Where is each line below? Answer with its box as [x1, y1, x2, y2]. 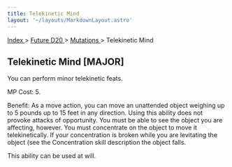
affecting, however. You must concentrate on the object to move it [7, 123, 198, 132]
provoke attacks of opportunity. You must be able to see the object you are [7, 116, 223, 125]
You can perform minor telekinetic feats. [7, 74, 124, 83]
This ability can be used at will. [7, 152, 96, 160]
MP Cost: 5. [7, 88, 41, 96]
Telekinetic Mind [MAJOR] [7, 56, 124, 67]
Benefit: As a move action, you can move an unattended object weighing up [7, 102, 225, 110]
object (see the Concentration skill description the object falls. [7, 138, 187, 147]
